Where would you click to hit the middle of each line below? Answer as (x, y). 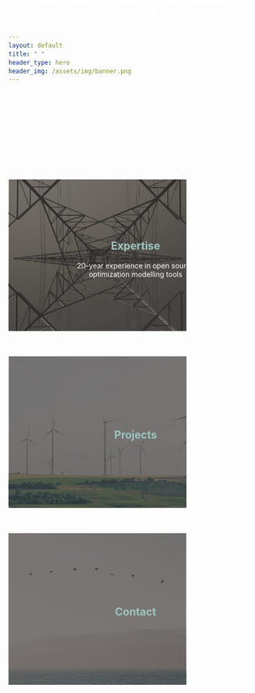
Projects (136, 435)
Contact (136, 612)
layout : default (36, 45)
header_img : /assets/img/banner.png (70, 71)
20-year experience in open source (136, 265)
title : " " (27, 54)
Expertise (136, 246)
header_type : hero (39, 62)
